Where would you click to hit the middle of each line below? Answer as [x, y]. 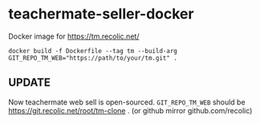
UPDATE [29, 82]
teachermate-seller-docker [101, 14]
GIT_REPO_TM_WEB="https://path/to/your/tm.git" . [93, 58]
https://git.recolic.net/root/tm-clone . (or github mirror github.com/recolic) [130, 110]
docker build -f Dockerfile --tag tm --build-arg [93, 51]
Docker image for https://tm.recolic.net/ [74, 36]
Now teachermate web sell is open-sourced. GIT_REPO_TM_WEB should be [127, 102]
